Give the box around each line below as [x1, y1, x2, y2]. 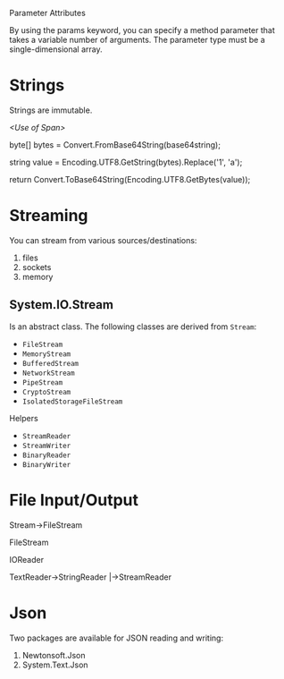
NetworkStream [21, 369, 75, 378]
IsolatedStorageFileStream [21, 397, 123, 406]
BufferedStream [21, 359, 79, 368]
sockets [21, 261, 52, 272]
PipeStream [21, 378, 63, 387]
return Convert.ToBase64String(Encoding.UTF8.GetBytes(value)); [9, 174, 251, 184]
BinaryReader [21, 451, 71, 460]
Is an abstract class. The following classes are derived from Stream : [9, 321, 257, 332]
